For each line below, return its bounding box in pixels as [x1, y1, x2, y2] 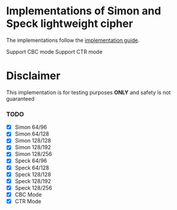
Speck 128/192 [14, 177, 51, 184]
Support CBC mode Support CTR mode [6, 48, 103, 55]
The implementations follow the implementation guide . [6, 36, 140, 44]
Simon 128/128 [14, 137, 51, 144]
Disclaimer [6, 69, 61, 83]
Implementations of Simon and [6, 4, 162, 18]
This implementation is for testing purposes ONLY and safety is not [6, 88, 171, 96]
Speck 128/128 [14, 171, 51, 178]
